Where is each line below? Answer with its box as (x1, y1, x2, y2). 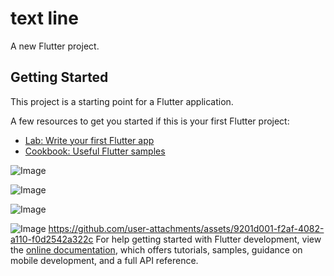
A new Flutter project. (10, 40, 100, 52)
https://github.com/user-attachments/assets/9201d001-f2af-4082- (48, 222, 325, 234)
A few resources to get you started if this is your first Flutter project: (10, 115, 290, 127)
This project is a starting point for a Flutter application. (10, 95, 234, 107)
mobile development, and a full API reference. (10, 254, 199, 266)
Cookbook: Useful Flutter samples (24, 145, 166, 157)
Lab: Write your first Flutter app (24, 134, 155, 146)
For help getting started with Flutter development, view (95, 233, 322, 245)
